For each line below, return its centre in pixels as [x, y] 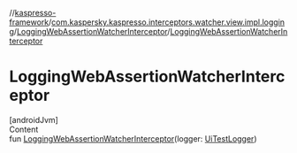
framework [29, 22]
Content [24, 129]
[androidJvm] [34, 119]
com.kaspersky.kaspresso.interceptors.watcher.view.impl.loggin [168, 22]
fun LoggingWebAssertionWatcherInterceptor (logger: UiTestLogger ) [133, 138]
